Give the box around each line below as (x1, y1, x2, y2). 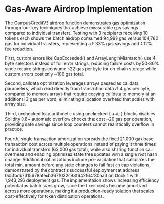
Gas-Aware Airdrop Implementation (5, 3, 153, 15)
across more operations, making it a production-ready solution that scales (5, 188, 154, 194)
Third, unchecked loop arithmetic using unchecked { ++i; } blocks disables (5, 110, 156, 116)
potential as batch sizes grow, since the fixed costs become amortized (5, 182, 147, 188)
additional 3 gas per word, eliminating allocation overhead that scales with (5, 96, 155, 102)
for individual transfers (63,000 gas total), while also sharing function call (5, 146, 153, 152)
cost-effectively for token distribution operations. (5, 193, 104, 199)
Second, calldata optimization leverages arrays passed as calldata (5, 80, 139, 86)
